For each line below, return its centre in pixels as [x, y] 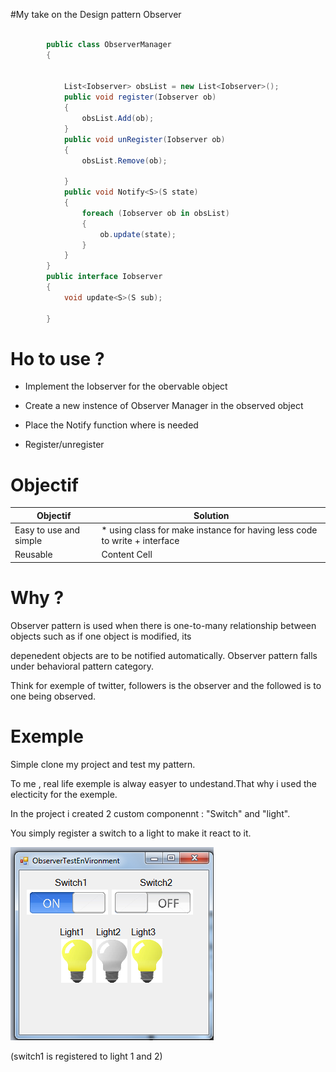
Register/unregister [64, 445]
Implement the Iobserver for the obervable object [126, 386]
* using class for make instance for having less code [209, 530]
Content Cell [127, 555]
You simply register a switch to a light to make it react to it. [131, 833]
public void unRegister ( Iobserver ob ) [144, 139]
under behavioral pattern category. [82, 666]
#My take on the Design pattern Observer [96, 14]
